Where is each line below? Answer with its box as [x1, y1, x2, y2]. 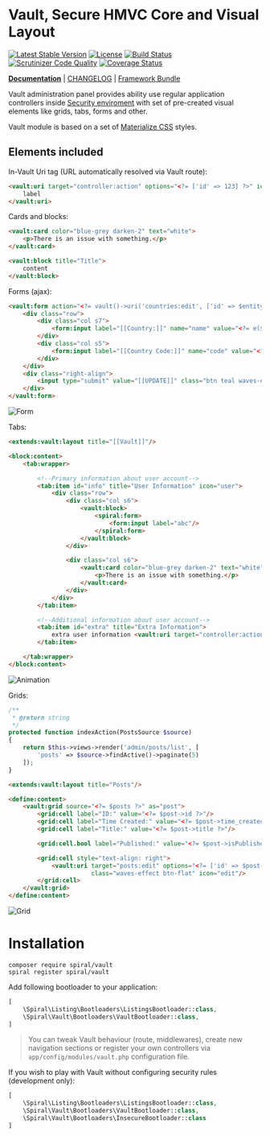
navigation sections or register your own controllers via [27, 1044, 211, 1053]
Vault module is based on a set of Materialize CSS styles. [8, 122, 198, 131]
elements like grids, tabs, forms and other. [8, 106, 148, 116]
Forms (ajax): [8, 286, 52, 296]
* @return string [11, 713, 70, 722]
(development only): [8, 1076, 75, 1085]
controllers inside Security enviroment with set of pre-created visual [8, 98, 235, 107]
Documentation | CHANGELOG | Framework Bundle [8, 73, 181, 83]
